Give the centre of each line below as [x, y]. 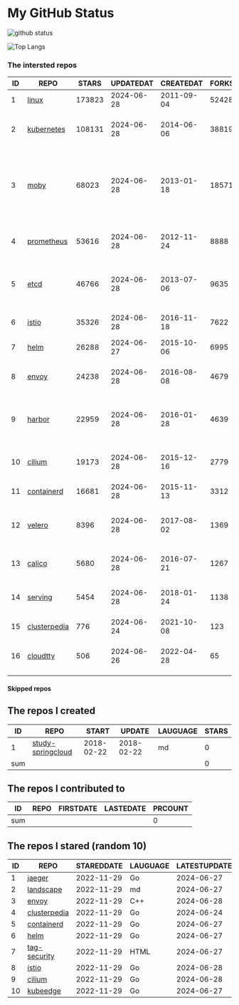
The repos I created [52, 711]
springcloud [52, 752]
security [41, 957]
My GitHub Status [61, 13]
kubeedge [44, 991]
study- [44, 743]
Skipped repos [30, 688]
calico [37, 564]
